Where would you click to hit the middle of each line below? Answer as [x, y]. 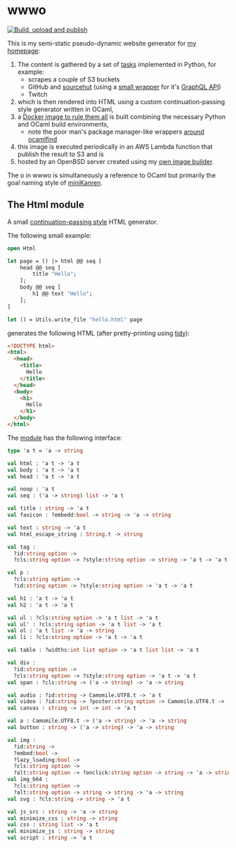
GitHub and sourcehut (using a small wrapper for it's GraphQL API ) [124, 87]
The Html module [46, 205]
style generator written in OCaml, [65, 109]
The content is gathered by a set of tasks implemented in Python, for [117, 64]
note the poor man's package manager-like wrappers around [116, 132]
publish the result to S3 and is [60, 154]
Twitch [38, 94]
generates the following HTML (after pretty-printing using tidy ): [99, 333]
